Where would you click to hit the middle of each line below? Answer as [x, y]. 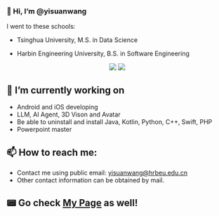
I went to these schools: [41, 27]
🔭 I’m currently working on [66, 90]
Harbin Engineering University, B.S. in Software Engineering [103, 54]
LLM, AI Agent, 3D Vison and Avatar [68, 114]
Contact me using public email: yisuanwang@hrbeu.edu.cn [102, 173]
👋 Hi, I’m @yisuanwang [47, 11]
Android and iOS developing [58, 107]
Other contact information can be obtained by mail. [91, 180]
